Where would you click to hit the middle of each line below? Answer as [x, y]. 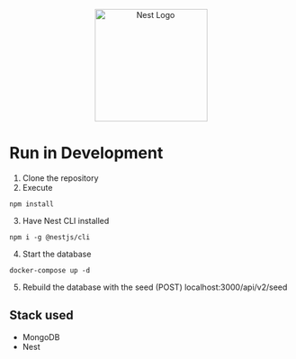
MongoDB [41, 337]
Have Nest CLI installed [66, 220]
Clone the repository [60, 178]
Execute [37, 187]
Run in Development [86, 153]
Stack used [41, 315]
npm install [31, 204]
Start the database [57, 254]
